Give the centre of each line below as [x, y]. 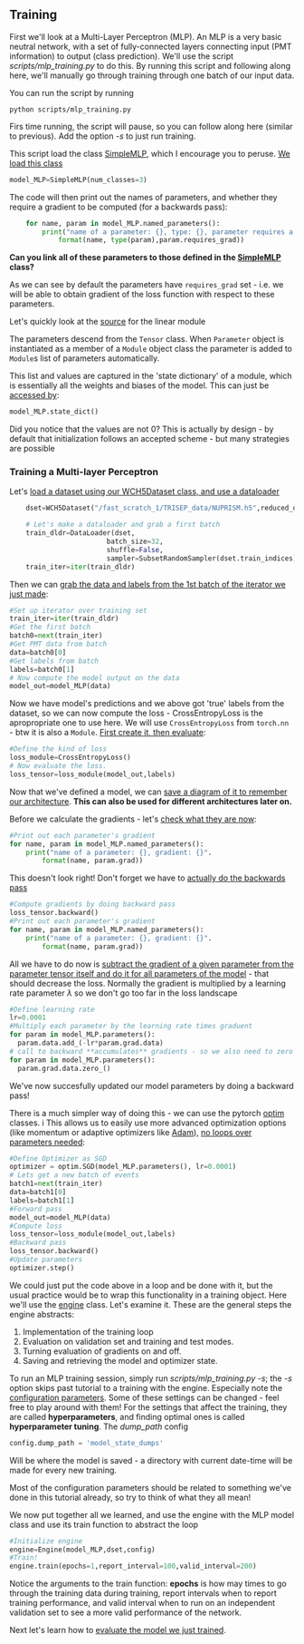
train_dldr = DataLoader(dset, [81, 533]
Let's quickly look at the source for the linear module [108, 322]
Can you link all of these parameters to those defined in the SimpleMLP [146, 258]
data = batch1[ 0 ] [38, 1192]
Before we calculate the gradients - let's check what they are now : [133, 819]
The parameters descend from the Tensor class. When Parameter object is [147, 339]
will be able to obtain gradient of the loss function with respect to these [142, 295]
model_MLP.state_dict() [54, 412]
